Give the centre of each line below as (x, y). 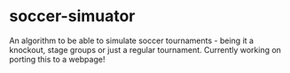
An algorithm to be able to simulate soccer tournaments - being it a (132, 40)
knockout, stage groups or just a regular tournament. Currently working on (145, 49)
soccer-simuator (72, 16)
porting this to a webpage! (57, 59)
